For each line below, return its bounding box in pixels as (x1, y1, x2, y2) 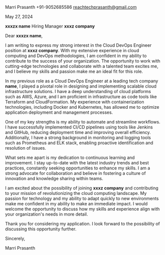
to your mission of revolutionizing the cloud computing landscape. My (5, 191, 147, 196)
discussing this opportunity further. (5, 226, 77, 232)
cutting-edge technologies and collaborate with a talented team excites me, (5, 64, 159, 69)
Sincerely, (5, 236, 26, 241)
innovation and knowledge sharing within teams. (5, 176, 103, 181)
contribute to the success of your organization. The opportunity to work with (5, 58, 161, 64)
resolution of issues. (5, 145, 46, 151)
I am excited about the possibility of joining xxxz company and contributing (5, 185, 159, 191)
